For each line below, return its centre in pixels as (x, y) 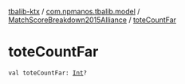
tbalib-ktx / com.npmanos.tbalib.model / (74, 11)
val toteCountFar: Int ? (48, 73)
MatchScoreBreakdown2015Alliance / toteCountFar (92, 20)
